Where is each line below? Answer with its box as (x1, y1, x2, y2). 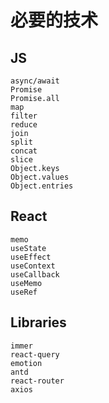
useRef (10, 287, 38, 297)
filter (10, 111, 38, 121)
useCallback (10, 269, 60, 280)
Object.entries (10, 181, 74, 191)
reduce (10, 120, 38, 130)
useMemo (10, 278, 43, 288)
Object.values (10, 172, 70, 182)
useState (10, 243, 47, 253)
